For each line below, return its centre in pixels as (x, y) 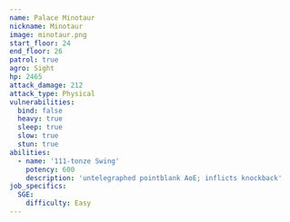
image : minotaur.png (49, 34)
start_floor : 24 (40, 43)
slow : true (38, 136)
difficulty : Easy (59, 203)
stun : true (38, 144)
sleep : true (40, 128)
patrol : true (34, 60)
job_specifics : (38, 187)
